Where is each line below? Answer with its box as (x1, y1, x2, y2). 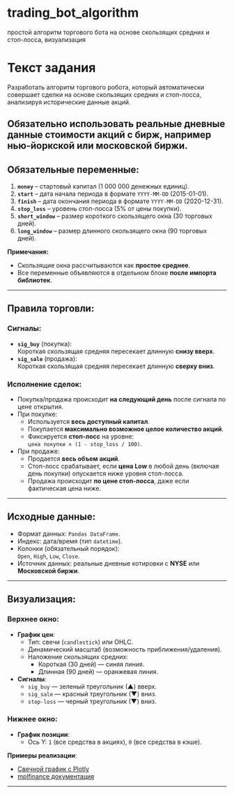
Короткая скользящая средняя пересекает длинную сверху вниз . (17, 362, 215, 370)
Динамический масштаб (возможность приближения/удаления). (27, 645, 222, 654)
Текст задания (7, 60, 96, 76)
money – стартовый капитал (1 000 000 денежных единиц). (17, 182, 189, 191)
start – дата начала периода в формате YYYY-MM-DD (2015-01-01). (17, 190, 209, 198)
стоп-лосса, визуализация (7, 35, 86, 43)
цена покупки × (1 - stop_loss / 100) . (27, 440, 143, 448)
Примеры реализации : (7, 751, 77, 759)
